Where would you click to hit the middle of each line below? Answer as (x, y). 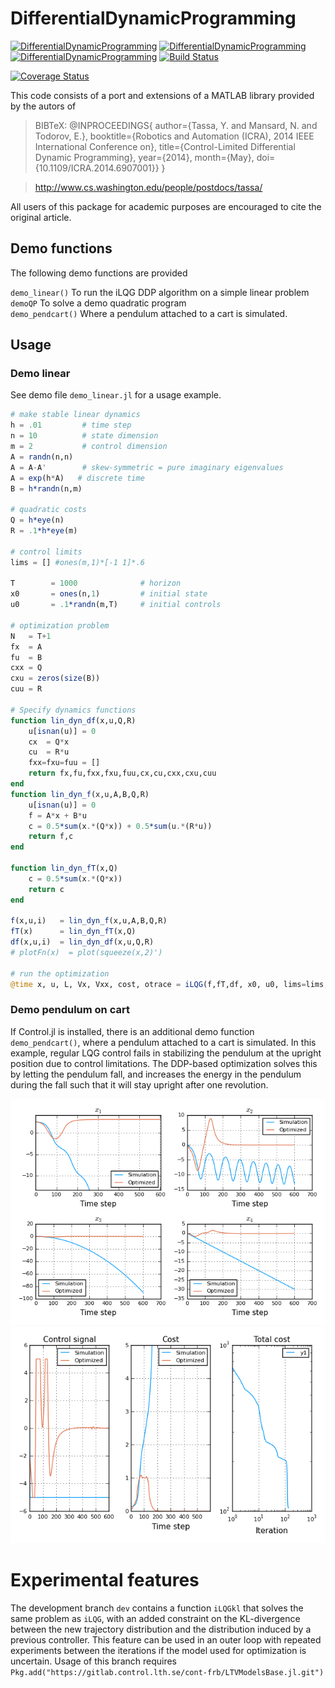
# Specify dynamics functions (73, 710)
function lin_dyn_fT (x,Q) (64, 868)
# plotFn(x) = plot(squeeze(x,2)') (86, 953)
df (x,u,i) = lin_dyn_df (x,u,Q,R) (82, 942)
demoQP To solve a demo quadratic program (98, 303)
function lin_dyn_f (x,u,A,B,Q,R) (80, 794)
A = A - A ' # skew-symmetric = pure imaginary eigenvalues (147, 467)
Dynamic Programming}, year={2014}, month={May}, (144, 157)
